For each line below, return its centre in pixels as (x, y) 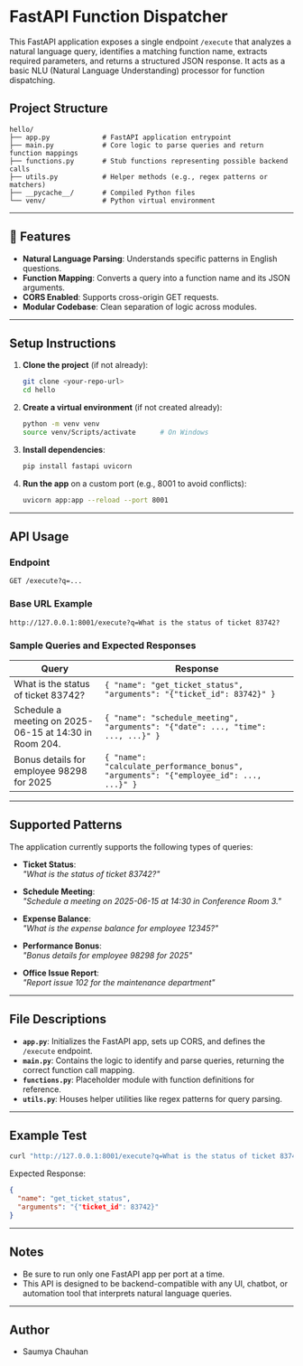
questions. (42, 268)
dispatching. (32, 80)
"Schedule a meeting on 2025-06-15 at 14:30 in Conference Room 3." (152, 900)
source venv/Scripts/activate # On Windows (115, 432)
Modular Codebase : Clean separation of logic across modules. (139, 306)
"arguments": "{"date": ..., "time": (186, 726)
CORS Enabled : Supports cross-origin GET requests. (120, 297)
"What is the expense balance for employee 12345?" (120, 928)
